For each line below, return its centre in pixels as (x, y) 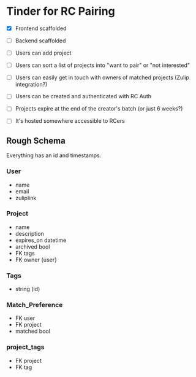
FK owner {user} (36, 260)
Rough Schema (36, 140)
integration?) (31, 85)
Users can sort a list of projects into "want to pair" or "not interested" (103, 65)
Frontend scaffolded (41, 28)
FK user (25, 318)
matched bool (33, 331)
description (29, 233)
